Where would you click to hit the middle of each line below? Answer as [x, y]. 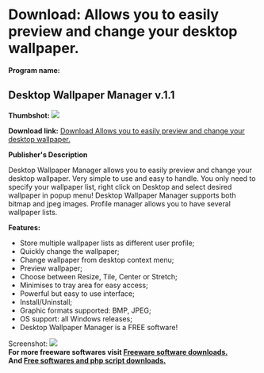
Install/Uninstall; [46, 302]
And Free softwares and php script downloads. [87, 360]
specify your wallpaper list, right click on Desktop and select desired [120, 186]
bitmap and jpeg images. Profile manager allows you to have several [120, 203]
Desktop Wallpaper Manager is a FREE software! [99, 327]
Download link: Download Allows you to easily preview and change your [127, 131]
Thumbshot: [29, 115]
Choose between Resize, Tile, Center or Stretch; [98, 276]
